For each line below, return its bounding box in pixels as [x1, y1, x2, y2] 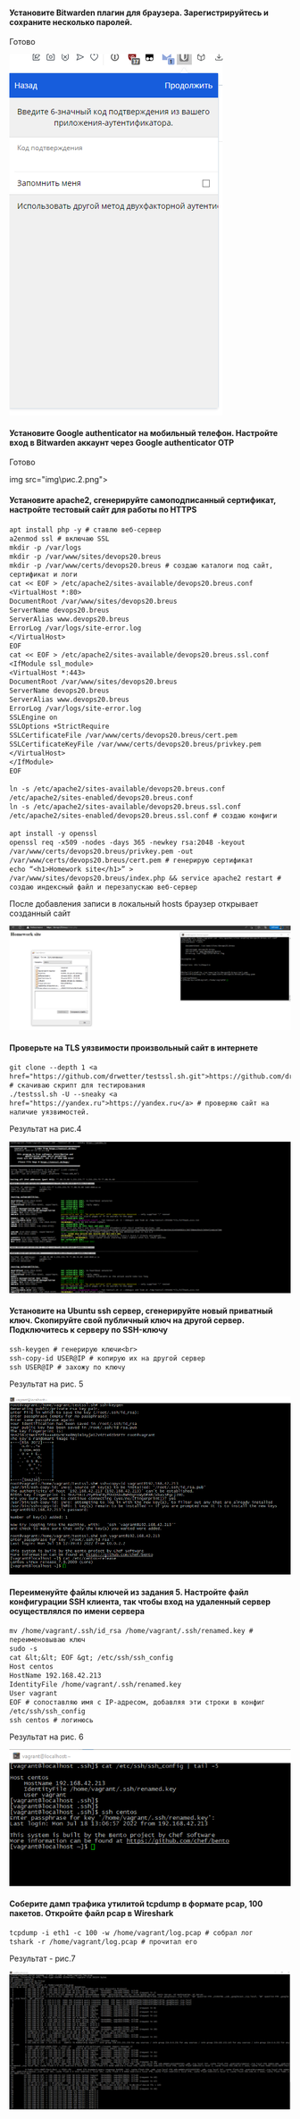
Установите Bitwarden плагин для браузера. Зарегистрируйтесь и [9, 7, 270, 18]
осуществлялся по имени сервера [9, 1605, 146, 1616]
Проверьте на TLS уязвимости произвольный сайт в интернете [9, 1042, 259, 1053]
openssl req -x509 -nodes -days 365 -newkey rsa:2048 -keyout [9, 838, 246, 847]
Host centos [9, 1663, 54, 1671]
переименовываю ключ [9, 1636, 87, 1645]
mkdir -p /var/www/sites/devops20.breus [9, 552, 162, 561]
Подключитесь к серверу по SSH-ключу [9, 1324, 168, 1335]
